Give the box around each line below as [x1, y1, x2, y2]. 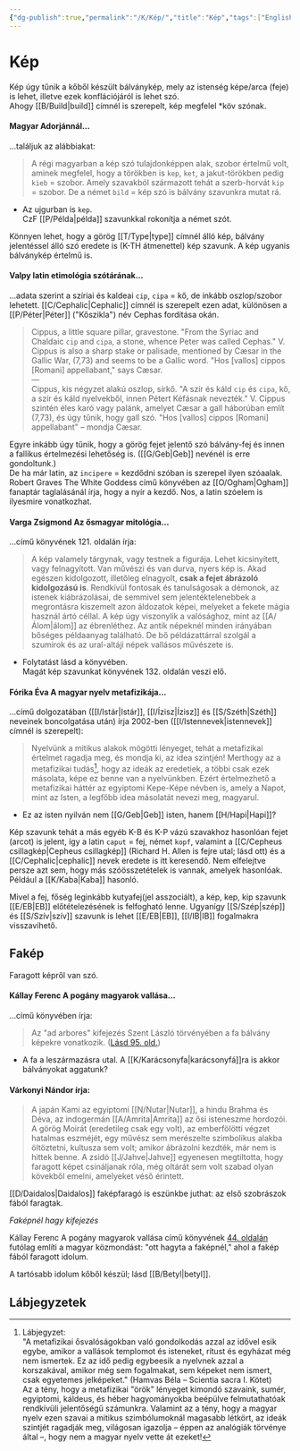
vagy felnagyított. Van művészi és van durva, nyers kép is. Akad [30, 563, 267, 574]
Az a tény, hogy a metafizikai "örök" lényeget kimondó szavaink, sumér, [21, 1384, 287, 1395]
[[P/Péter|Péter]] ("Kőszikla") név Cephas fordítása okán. [9, 309, 220, 320]
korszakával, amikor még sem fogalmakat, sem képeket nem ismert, [21, 1365, 272, 1376]
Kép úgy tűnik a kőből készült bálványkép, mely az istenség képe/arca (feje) [9, 81, 289, 92]
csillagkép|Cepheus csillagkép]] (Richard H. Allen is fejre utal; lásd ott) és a [9, 846, 286, 857]
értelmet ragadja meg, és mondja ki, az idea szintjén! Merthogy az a [30, 753, 281, 764]
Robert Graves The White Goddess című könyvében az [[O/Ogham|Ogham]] [9, 476, 289, 488]
